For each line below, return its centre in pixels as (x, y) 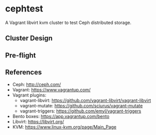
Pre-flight (20, 55)
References (23, 72)
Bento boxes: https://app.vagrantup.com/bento (61, 116)
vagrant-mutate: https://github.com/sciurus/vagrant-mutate (81, 105)
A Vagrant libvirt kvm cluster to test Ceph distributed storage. (68, 22)
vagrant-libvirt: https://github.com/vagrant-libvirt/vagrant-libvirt (85, 100)
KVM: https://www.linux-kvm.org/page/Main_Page (64, 127)
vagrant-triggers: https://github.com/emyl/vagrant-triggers (80, 111)
